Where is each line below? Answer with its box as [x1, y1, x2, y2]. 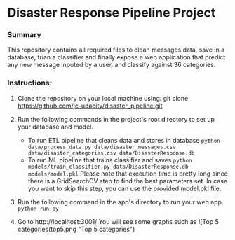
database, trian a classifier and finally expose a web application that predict [7, 53, 226, 62]
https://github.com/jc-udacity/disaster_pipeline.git [17, 101, 163, 110]
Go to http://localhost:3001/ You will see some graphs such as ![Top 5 [17, 217, 219, 225]
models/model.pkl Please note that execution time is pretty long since [27, 169, 228, 178]
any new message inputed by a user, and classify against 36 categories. [7, 61, 216, 69]
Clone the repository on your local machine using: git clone [17, 94, 189, 102]
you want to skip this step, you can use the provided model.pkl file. [27, 184, 222, 192]
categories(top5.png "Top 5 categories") [17, 225, 135, 233]
